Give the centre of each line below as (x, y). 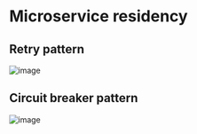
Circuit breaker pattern (74, 98)
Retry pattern (47, 49)
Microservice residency (98, 16)
